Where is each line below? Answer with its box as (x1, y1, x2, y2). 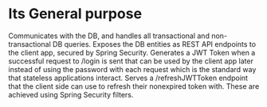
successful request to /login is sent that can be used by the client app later (8, 56, 253, 66)
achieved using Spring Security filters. (8, 90, 134, 99)
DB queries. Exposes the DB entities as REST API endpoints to (53, 39, 257, 48)
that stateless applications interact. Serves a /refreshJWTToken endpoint (8, 73, 249, 82)
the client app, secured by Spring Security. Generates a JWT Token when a (8, 48, 256, 57)
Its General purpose (8, 5, 142, 23)
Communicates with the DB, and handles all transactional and (8, 31, 210, 40)
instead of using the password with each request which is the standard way (8, 64, 257, 74)
